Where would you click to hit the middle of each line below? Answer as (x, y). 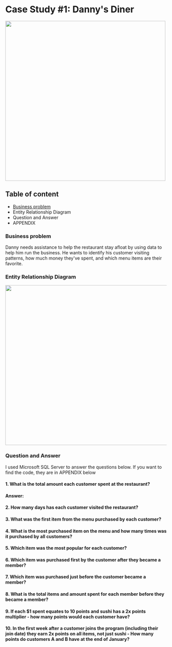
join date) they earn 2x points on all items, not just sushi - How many (79, 634)
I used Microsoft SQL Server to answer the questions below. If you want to (84, 467)
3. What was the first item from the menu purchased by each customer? (83, 519)
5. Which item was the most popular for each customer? (66, 548)
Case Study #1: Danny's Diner (70, 9)
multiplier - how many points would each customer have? (68, 617)
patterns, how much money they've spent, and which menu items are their (84, 258)
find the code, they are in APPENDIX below (51, 472)
